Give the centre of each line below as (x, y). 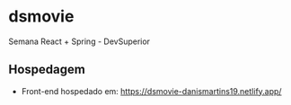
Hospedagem (47, 70)
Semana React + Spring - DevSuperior (79, 41)
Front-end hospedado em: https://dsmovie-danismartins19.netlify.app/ (151, 91)
